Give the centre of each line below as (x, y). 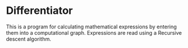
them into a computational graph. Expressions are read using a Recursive (94, 32)
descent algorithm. (29, 39)
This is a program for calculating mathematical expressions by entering (91, 27)
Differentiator (39, 11)
